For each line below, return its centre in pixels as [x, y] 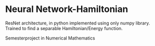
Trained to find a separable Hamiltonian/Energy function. [64, 28]
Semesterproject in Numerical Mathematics [50, 38]
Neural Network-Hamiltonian [67, 9]
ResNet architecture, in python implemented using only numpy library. [77, 23]
